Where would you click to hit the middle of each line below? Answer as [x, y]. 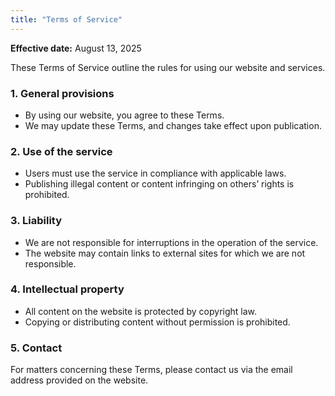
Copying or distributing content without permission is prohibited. [157, 322]
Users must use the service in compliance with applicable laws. [155, 173]
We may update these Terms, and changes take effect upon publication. [173, 125]
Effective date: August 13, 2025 [76, 48]
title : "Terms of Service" [66, 19]
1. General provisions [62, 93]
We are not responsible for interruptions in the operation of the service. [171, 242]
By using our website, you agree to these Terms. [124, 115]
